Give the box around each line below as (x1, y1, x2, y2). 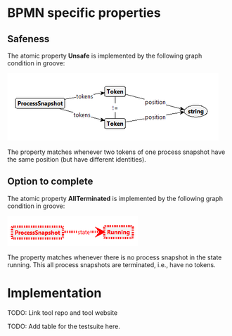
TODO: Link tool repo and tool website (7, 308, 118, 317)
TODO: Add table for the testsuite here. (7, 322, 121, 330)
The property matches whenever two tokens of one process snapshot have (7, 148, 226, 156)
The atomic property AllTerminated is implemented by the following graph (7, 194, 224, 202)
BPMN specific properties (7, 5, 161, 21)
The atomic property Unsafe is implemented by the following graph (7, 51, 202, 60)
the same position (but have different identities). (7, 155, 146, 163)
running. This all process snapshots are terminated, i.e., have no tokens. (7, 260, 216, 269)
